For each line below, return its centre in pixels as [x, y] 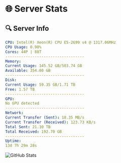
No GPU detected [22, 103]
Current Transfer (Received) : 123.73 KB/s [50, 122]
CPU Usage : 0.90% [23, 47]
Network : [14, 113]
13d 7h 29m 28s [21, 146]
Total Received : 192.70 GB [34, 132]
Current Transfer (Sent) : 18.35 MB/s [45, 118]
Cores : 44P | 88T [23, 52]
